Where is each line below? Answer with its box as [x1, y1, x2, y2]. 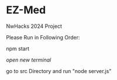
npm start [6, 45, 30, 52]
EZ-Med [6, 3, 46, 17]
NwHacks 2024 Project [6, 23, 63, 30]
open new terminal [6, 56, 51, 63]
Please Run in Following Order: [6, 34, 80, 41]
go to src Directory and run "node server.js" [6, 67, 112, 74]
